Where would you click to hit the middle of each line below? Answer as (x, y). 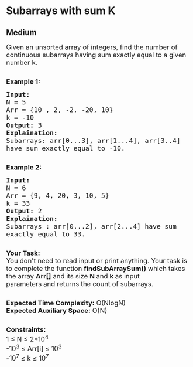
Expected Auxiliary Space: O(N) (57, 311)
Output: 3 (24, 125)
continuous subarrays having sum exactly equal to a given (96, 55)
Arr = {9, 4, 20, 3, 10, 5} (58, 196)
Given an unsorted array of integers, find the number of (92, 47)
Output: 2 (24, 211)
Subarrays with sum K (61, 11)
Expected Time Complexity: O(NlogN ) (66, 303)
